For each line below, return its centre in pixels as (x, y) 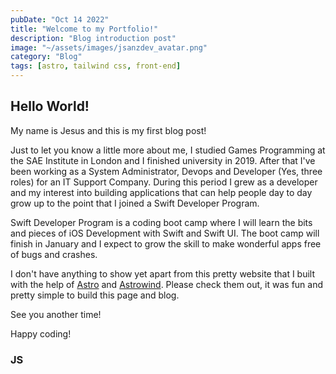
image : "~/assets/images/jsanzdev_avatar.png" (109, 47)
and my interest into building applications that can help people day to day (161, 192)
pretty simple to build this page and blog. (95, 295)
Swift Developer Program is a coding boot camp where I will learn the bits (161, 222)
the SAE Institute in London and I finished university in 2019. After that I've (163, 160)
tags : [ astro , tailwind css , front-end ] (96, 66)
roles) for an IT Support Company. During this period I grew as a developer (164, 182)
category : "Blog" (46, 57)
